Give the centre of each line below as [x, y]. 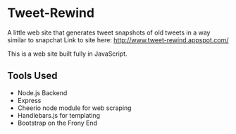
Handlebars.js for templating [59, 115]
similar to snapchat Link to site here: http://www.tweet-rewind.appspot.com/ [118, 39]
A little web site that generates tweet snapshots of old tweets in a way [109, 32]
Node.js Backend [42, 92]
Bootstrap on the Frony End [57, 123]
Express [29, 100]
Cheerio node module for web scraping [74, 108]
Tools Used [32, 76]
